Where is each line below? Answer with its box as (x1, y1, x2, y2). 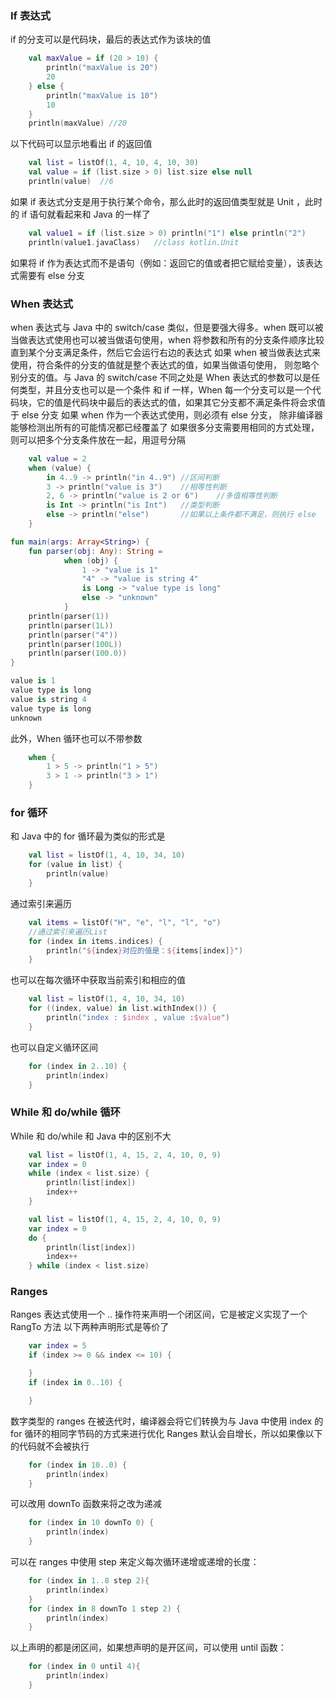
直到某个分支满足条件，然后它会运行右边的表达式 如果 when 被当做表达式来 (10, 346, 321, 358)
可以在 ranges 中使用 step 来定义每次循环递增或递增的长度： (10, 1556, 260, 1568)
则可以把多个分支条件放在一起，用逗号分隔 (10, 433, 186, 446)
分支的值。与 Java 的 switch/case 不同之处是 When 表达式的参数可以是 (18, 371, 312, 383)
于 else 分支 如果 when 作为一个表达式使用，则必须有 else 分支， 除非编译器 (10, 408, 323, 421)
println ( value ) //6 (28, 177, 114, 187)
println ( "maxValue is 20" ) (46, 63, 159, 73)
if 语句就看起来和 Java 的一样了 (21, 208, 151, 220)
